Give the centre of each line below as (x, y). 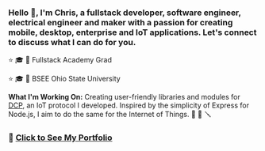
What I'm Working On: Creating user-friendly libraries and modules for (124, 97)
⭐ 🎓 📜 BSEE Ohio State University (64, 79)
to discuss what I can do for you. (72, 42)
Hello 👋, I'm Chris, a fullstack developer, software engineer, (125, 13)
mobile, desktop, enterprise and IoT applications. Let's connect (132, 32)
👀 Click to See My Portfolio (60, 138)
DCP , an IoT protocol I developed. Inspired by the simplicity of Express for (129, 105)
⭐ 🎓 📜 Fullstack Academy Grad (60, 60)
